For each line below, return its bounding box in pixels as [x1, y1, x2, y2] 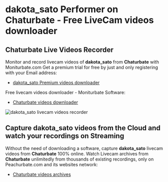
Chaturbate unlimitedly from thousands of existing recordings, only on [5, 156, 154, 162]
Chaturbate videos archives [12, 171, 71, 177]
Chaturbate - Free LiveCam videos [5, 14, 154, 26]
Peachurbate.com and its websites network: [5, 161, 98, 167]
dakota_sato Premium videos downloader [12, 80, 100, 85]
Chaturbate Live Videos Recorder [5, 45, 114, 54]
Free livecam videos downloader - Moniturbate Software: [5, 89, 126, 95]
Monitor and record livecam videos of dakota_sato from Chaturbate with [5, 59, 159, 65]
